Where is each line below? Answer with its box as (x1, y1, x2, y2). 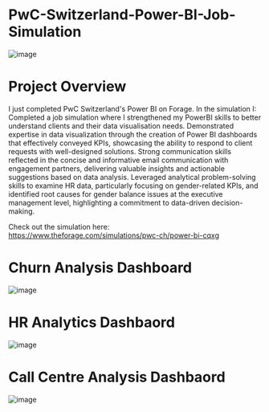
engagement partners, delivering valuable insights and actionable (8, 163, 225, 173)
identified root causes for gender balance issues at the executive (8, 189, 223, 198)
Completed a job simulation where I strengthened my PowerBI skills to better (8, 112, 262, 122)
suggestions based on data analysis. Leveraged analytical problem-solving (8, 172, 256, 182)
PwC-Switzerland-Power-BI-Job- (8, 6, 236, 24)
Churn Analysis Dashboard (8, 259, 193, 277)
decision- (211, 198, 243, 207)
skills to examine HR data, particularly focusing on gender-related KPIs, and (8, 181, 259, 190)
